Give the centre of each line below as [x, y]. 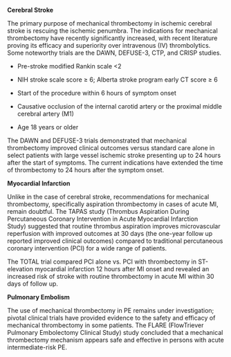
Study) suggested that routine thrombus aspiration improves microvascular [114, 226]
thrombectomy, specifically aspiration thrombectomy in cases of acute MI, [113, 204]
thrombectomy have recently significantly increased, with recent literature [112, 38]
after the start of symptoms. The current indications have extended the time [115, 163]
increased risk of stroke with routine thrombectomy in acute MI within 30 [111, 276]
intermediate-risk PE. [37, 347]
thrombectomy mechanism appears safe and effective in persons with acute [116, 340]
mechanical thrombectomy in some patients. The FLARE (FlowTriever [105, 325]
